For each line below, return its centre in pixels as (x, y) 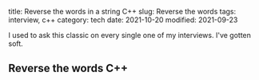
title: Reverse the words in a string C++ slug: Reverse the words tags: (122, 11)
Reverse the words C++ (68, 69)
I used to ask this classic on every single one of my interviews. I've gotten (130, 35)
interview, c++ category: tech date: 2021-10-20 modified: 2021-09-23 (123, 20)
